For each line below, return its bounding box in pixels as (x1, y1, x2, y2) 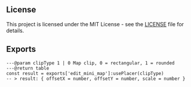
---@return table (6, 65, 50, 71)
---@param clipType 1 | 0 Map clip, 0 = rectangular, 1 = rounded (6, 60, 175, 66)
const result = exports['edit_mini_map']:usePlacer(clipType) (6, 70, 164, 76)
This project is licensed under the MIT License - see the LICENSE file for (6, 20, 184, 27)
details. (6, 27, 24, 34)
